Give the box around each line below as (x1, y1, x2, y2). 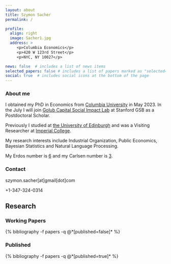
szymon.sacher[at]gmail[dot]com (5, 177, 75, 183)
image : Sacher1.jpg (10, 36, 51, 41)
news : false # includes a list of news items (5, 64, 106, 69)
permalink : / (5, 17, 33, 22)
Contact (5, 166, 26, 173)
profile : (5, 26, 24, 31)
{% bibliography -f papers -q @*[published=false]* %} (5, 229, 121, 235)
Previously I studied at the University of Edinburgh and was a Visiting (5, 122, 150, 128)
